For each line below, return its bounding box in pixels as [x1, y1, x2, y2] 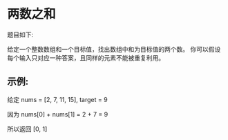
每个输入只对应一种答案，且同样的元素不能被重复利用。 [7, 53, 164, 62]
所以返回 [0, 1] [7, 125, 48, 133]
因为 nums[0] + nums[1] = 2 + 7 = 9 [7, 110, 108, 118]
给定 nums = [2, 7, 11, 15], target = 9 [7, 95, 108, 103]
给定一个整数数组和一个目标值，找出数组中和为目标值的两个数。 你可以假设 [7, 45, 221, 53]
